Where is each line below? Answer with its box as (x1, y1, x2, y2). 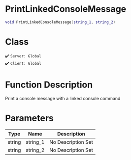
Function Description (5, 79, 93, 90)
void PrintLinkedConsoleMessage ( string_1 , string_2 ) (5, 20, 116, 25)
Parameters (5, 112, 54, 124)
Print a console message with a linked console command (5, 95, 121, 101)
